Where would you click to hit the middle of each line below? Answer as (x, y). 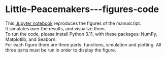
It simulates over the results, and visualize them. (56, 28)
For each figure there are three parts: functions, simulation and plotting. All (83, 44)
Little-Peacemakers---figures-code (82, 9)
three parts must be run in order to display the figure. (61, 50)
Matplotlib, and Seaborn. (31, 39)
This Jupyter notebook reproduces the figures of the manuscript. (73, 23)
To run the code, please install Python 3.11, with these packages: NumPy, (81, 34)
